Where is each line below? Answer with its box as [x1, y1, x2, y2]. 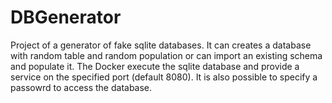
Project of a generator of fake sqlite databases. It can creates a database [10, 39, 312, 51]
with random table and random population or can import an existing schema [10, 49, 323, 61]
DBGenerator [10, 6, 122, 29]
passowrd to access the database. [10, 81, 153, 93]
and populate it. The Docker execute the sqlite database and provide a [10, 60, 300, 72]
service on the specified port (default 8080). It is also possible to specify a [10, 71, 318, 83]
